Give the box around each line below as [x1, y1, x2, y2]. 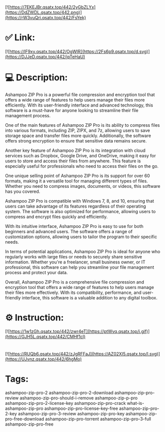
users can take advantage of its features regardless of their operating [5, 203, 146, 209]
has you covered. [5, 188, 40, 194]
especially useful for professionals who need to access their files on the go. [5, 163, 159, 169]
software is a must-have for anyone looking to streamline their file [5, 107, 139, 113]
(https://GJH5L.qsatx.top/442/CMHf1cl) [5, 333, 86, 339]
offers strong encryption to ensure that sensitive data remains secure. [5, 138, 147, 144]
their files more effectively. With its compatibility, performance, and [5, 289, 142, 295]
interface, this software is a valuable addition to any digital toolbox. [22, 294, 158, 300]
